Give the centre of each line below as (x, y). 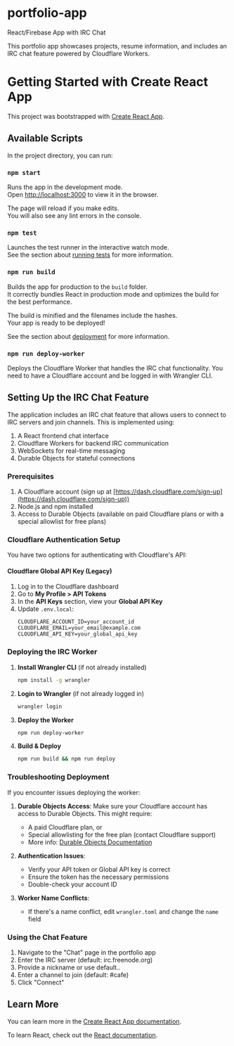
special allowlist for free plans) (62, 521)
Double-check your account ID (72, 884)
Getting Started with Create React (108, 82)
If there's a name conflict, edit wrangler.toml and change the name (123, 911)
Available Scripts (45, 138)
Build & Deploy (39, 746)
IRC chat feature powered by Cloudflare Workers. (79, 53)
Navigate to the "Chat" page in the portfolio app (86, 952)
